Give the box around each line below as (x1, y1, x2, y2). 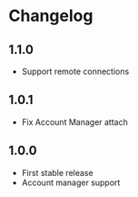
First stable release (21, 167, 94, 178)
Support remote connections (21, 66, 130, 77)
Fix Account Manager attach (21, 116, 128, 128)
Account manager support (21, 177, 121, 188)
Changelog (8, 5, 94, 26)
